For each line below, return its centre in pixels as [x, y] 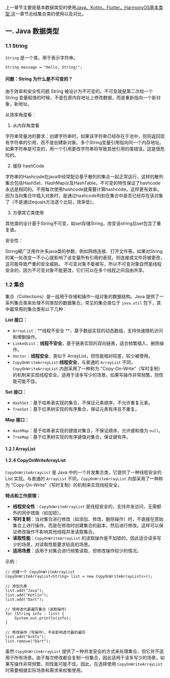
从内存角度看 [26, 125]
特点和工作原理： [23, 495]
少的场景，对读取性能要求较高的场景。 [52, 544]
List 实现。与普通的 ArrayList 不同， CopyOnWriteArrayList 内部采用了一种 [82, 478]
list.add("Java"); [25, 590]
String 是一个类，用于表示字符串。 [41, 58]
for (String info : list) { [35, 614]
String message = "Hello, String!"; [44, 67]
